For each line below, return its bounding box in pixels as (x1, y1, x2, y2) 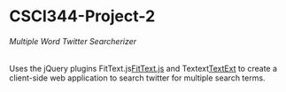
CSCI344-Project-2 (9, 6, 156, 27)
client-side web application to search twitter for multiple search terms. (9, 73, 266, 83)
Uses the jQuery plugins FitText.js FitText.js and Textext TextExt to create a (9, 64, 277, 74)
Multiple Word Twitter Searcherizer (9, 35, 137, 46)
